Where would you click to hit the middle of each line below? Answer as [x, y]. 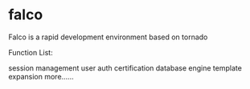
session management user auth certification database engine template [125, 68]
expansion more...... [41, 76]
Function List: [31, 52]
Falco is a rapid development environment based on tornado [108, 37]
